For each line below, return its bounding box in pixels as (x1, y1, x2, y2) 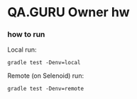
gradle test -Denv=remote (7, 86, 84, 93)
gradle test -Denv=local (7, 59, 81, 66)
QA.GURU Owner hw (7, 4, 130, 21)
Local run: (7, 45, 37, 54)
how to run (7, 30, 45, 40)
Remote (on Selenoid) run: (7, 71, 84, 80)
